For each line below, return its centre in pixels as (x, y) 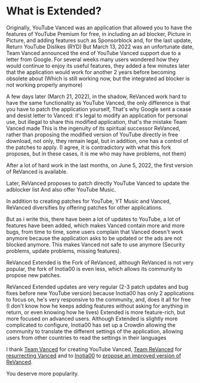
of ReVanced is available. (37, 171)
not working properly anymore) (44, 84)
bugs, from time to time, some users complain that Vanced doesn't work (95, 232)
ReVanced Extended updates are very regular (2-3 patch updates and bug (97, 287)
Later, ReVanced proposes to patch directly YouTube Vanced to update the (98, 183)
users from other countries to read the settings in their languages (87, 338)
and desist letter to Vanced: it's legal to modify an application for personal (97, 115)
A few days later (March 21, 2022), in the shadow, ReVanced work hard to (96, 96)
